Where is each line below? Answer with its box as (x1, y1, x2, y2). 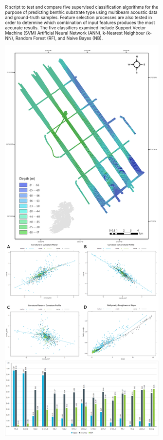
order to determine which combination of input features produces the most (5, 20, 155, 25)
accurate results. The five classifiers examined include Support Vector (5, 25, 146, 31)
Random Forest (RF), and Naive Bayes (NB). (15, 35, 103, 41)
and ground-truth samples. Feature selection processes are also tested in (5, 15, 152, 20)
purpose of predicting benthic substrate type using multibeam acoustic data (5, 9, 158, 15)
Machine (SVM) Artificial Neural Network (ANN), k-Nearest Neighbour (5, 30, 145, 36)
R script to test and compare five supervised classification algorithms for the (5, 4, 159, 10)
